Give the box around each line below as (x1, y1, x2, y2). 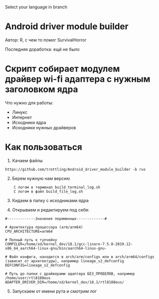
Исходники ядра (12, 120, 46, 125)
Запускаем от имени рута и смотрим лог (12, 288, 97, 294)
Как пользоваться (5, 142, 82, 153)
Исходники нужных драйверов (12, 124, 76, 130)
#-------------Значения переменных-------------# (5, 216, 107, 221)
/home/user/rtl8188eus (5, 275, 51, 280)
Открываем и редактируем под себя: (12, 207, 89, 212)
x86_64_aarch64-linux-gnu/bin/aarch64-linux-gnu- (5, 246, 107, 251)
